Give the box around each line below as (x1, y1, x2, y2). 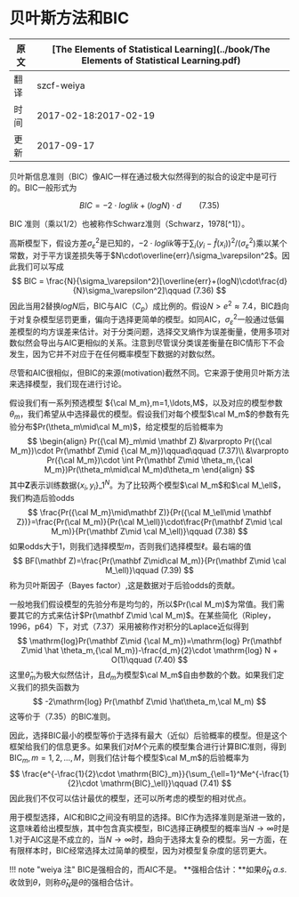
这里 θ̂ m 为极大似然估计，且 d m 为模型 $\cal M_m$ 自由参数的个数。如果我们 (9, 669, 277, 682)
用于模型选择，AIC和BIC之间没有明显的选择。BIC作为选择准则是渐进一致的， (9, 812, 290, 823)
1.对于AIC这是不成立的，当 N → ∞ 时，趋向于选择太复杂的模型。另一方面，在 (9, 834, 287, 845)
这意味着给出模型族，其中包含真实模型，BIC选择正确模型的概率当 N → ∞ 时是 (9, 823, 290, 834)
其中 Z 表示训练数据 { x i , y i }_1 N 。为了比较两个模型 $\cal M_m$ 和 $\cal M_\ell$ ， (9, 478, 287, 492)
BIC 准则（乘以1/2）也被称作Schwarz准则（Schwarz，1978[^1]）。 (9, 218, 250, 229)
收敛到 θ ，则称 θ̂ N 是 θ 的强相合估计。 (9, 877, 138, 890)
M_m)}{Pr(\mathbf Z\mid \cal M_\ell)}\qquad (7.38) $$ (51, 526, 248, 537)
